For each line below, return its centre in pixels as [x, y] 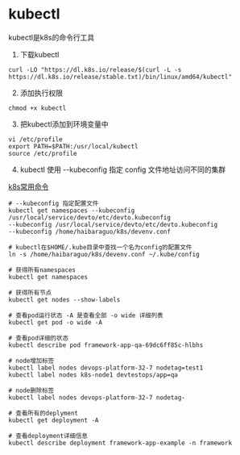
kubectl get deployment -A [54, 420]
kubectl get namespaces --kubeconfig [72, 211]
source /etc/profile [43, 153]
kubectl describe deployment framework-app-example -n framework [120, 443]
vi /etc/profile [35, 139]
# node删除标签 [31, 390]
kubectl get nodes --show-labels [64, 299]
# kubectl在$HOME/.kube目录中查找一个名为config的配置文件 [100, 247]
